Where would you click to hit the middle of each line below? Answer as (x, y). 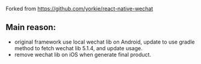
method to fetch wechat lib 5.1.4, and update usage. (78, 48)
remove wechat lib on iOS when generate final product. (83, 54)
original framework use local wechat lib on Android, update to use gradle (104, 42)
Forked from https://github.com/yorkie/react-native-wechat (79, 9)
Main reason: (31, 27)
